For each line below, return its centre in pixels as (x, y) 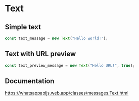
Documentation (30, 81)
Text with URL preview (41, 54)
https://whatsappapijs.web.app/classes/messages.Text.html (67, 93)
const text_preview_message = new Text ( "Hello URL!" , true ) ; (70, 65)
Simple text (23, 27)
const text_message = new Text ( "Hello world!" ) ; (57, 38)
